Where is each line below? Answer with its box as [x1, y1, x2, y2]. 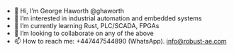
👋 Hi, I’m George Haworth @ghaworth [13, 7, 125, 15]
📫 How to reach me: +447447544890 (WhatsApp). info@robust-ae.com [13, 37, 227, 45]
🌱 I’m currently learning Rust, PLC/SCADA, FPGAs [13, 22, 160, 30]
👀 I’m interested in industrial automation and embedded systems [13, 14, 202, 22]
